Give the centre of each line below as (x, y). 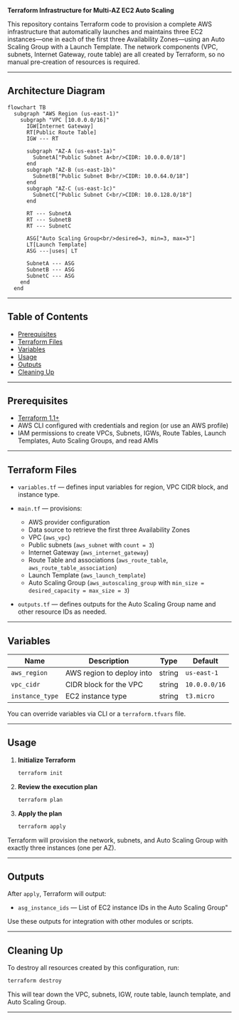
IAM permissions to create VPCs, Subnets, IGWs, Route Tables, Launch (122, 433)
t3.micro (200, 696)
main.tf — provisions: (50, 508)
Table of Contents (48, 317)
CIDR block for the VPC (104, 685)
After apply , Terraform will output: (57, 894)
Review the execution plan (58, 786)
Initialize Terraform (47, 760)
